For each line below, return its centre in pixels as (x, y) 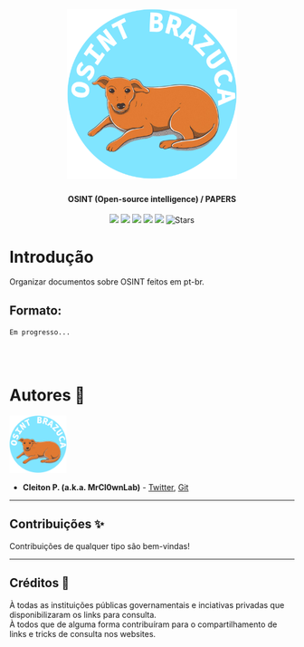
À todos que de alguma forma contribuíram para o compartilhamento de (143, 624)
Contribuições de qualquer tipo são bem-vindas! (100, 546)
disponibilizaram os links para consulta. (83, 614)
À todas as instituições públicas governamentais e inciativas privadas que (147, 604)
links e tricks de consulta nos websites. (83, 633)
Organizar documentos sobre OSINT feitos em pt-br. (107, 282)
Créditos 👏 (39, 583)
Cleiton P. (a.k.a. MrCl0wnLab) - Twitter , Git (105, 487)
